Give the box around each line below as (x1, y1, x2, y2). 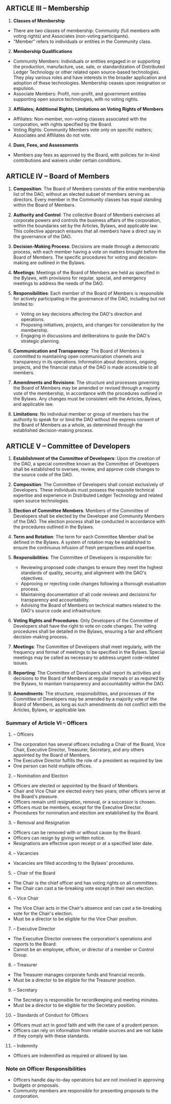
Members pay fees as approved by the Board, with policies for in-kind (13, 151, 160, 158)
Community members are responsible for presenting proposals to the (13, 1088, 158, 1094)
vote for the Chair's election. (13, 910, 73, 916)
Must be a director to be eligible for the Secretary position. (13, 1002, 136, 1008)
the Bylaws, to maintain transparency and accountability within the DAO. (13, 681, 165, 687)
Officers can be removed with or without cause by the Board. (13, 829, 141, 835)
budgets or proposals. (13, 1082, 60, 1088)
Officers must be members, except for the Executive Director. (13, 804, 142, 810)
